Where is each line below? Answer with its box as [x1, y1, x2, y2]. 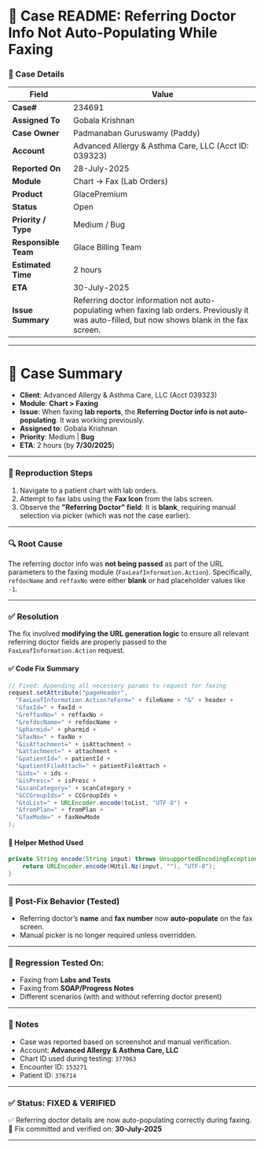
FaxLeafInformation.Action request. [8, 645, 126, 656]
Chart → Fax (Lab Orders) [73, 176, 169, 187]
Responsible [12, 237, 60, 248]
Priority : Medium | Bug [19, 432, 95, 441]
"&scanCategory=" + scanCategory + [15, 784, 132, 792]
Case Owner [12, 127, 60, 139]
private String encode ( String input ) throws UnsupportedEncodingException [8, 855, 258, 863]
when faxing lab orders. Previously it [114, 305, 249, 316]
